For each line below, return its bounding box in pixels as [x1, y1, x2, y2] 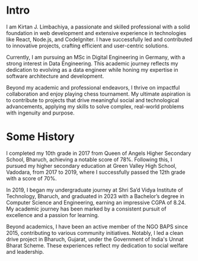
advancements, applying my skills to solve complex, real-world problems [6, 103, 184, 110]
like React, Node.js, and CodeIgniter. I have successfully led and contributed [6, 36, 193, 43]
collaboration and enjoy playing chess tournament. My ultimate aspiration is [6, 90, 191, 97]
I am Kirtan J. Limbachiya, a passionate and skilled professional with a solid [6, 23, 190, 30]
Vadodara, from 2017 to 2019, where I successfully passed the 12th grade [6, 168, 186, 176]
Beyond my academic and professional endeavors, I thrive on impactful [6, 84, 180, 91]
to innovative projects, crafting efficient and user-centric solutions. [6, 42, 169, 49]
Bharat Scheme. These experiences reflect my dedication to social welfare [6, 241, 189, 249]
